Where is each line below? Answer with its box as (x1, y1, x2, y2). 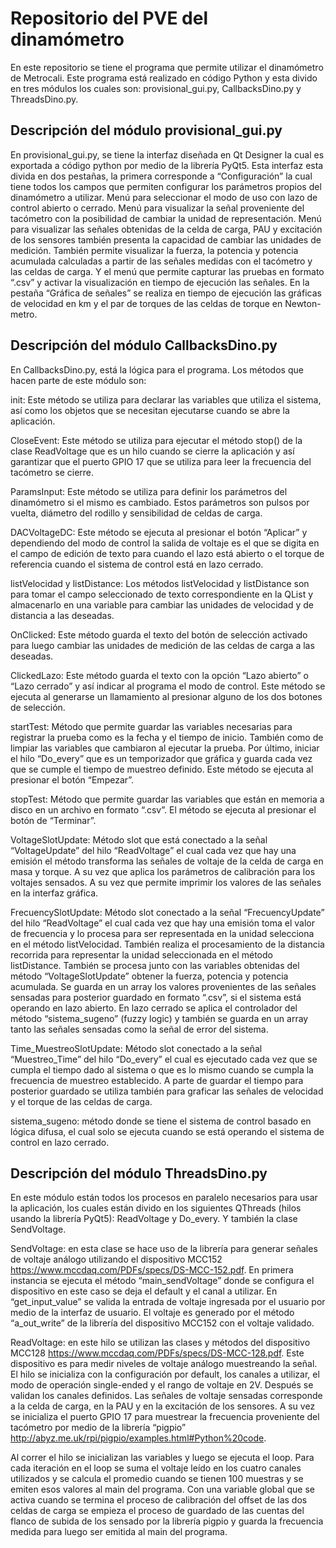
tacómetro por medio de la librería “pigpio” (10, 1422, 187, 1434)
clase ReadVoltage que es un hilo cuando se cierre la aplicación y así (10, 445, 295, 457)
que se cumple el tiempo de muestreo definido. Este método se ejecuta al (10, 763, 314, 775)
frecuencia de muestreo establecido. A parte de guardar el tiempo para (10, 1074, 304, 1086)
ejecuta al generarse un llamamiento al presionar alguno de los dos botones (10, 690, 323, 702)
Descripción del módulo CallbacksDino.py (10, 337, 278, 354)
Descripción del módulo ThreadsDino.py (10, 1165, 268, 1182)
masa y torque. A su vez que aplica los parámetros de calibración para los (10, 865, 316, 877)
